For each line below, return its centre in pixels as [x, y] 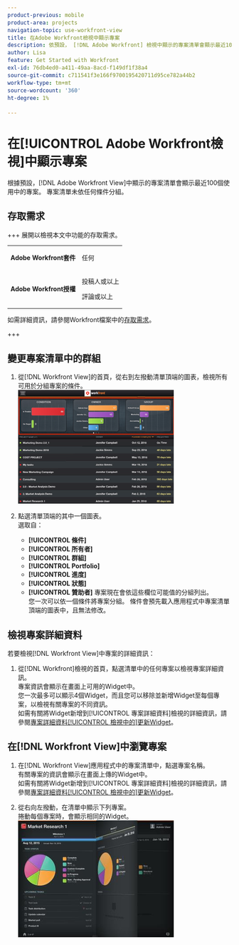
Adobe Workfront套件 [43, 258]
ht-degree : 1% [28, 98]
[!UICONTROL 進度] [57, 575]
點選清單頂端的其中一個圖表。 [61, 516]
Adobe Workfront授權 [43, 288]
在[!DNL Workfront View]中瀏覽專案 [87, 747]
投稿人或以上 [100, 281]
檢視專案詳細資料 [45, 635]
